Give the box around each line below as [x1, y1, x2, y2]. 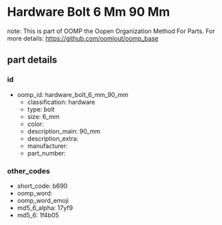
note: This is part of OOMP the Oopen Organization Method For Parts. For [7, 27, 215, 35]
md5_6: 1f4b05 [16, 211, 60, 219]
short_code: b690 [16, 182, 68, 190]
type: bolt [27, 105, 55, 114]
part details [7, 54, 58, 66]
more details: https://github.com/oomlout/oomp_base [7, 34, 159, 42]
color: [27, 120, 45, 128]
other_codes [7, 166, 50, 175]
